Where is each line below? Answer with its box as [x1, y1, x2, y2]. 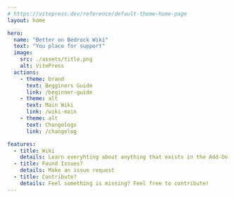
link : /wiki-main [25, 109, 77, 116]
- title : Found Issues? [13, 160, 83, 168]
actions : [13, 68, 39, 76]
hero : [7, 30, 23, 37]
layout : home [7, 17, 46, 24]
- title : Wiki [13, 147, 55, 154]
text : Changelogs [25, 121, 77, 128]
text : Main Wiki [25, 101, 74, 109]
